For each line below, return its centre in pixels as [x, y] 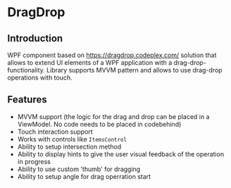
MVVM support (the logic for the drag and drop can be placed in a [113, 116]
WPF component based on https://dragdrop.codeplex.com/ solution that [112, 55]
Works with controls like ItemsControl [72, 139]
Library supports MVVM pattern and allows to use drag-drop [135, 70]
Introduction [35, 38]
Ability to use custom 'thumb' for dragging [79, 169]
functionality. [26, 70]
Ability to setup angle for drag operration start [84, 176]
